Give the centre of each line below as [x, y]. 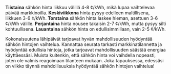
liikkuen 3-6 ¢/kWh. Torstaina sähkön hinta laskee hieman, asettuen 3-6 [82, 18]
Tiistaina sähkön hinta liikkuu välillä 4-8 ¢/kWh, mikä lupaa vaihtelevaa [80, 7]
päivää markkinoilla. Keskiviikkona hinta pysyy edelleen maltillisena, [78, 13]
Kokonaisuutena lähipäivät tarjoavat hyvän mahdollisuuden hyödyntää [79, 39]
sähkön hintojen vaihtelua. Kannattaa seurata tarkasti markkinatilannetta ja [84, 44]
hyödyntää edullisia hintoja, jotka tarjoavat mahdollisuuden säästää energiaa [86, 50]
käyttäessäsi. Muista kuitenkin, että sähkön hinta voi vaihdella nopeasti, [81, 55]
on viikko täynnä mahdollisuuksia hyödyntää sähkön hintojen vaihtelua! [80, 66]
